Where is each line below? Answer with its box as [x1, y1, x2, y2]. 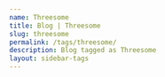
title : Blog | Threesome [9, 21, 101, 30]
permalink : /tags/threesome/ [9, 37, 117, 47]
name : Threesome [9, 12, 69, 22]
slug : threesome [9, 29, 69, 38]
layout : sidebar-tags [9, 54, 90, 63]
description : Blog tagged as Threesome [9, 46, 157, 55]
